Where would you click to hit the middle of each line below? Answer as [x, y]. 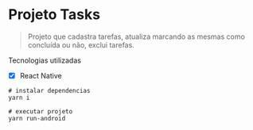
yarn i [19, 97]
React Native [41, 75]
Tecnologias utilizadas [45, 60]
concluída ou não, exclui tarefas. [81, 44]
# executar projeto [41, 112]
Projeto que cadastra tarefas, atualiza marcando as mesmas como [136, 36]
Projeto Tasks [54, 15]
